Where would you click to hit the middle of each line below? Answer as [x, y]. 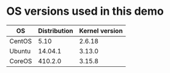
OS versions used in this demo [85, 11]
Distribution [55, 31]
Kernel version [101, 31]
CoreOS [21, 61]
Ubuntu [20, 51]
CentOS [21, 41]
